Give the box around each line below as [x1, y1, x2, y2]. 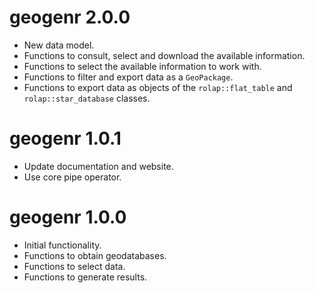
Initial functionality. [23, 239, 102, 251]
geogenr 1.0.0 [9, 206, 127, 229]
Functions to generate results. [23, 271, 148, 283]
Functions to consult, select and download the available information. [23, 49, 306, 61]
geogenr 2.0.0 [9, 6, 131, 29]
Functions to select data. [23, 260, 126, 272]
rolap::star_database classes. [23, 92, 151, 104]
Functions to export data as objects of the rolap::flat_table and [23, 81, 293, 93]
